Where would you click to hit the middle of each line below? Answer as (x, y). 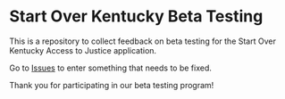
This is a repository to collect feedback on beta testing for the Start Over (143, 41)
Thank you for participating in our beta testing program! (112, 85)
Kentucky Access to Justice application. (83, 50)
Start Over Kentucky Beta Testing (136, 16)
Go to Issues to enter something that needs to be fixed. (110, 68)
